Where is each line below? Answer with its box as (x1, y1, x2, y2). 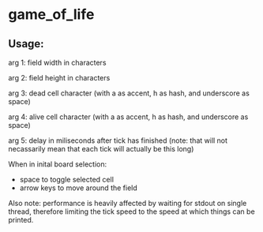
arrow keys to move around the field (19, 183, 138, 193)
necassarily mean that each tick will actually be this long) (8, 144, 194, 153)
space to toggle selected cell (19, 175, 115, 184)
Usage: (8, 37, 45, 51)
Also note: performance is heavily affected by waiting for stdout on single (8, 199, 247, 208)
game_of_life (8, 6, 95, 24)
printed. (8, 215, 34, 224)
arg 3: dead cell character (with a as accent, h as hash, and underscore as (8, 88, 250, 98)
